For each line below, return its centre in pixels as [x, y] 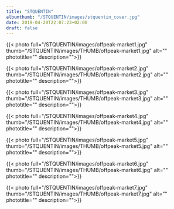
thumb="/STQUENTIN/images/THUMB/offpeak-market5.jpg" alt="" [87, 146]
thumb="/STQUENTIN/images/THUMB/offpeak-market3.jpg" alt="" [87, 99]
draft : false [22, 28]
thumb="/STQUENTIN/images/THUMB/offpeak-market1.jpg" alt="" [87, 51]
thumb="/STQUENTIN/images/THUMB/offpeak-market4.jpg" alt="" [87, 122]
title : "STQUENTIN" [30, 11]
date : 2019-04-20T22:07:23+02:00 [47, 22]
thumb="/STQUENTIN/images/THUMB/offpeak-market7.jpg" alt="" [87, 194]
